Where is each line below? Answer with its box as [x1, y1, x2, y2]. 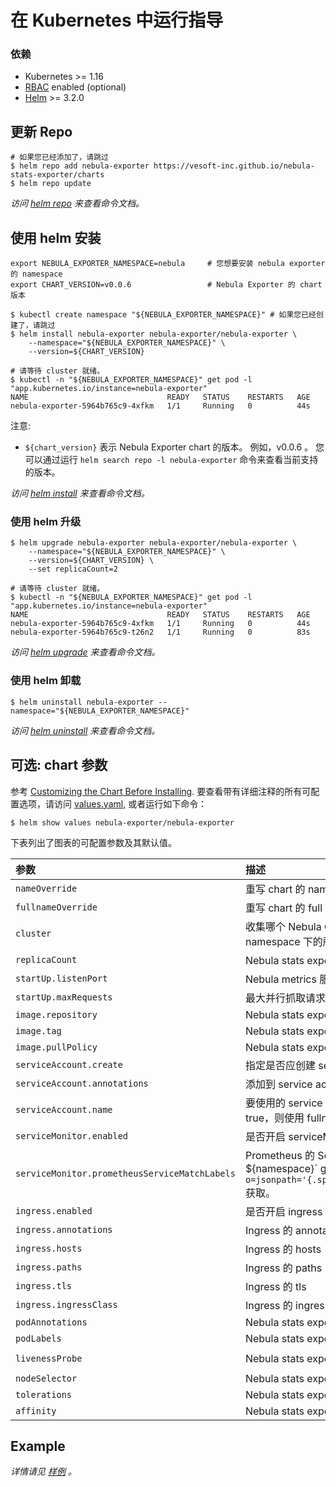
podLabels [15, 1332, 62, 1344]
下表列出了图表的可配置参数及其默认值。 [10, 836, 177, 848]
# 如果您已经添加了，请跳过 [10, 152, 110, 163]
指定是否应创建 [244, 1058, 316, 1072]
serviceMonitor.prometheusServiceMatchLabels [15, 1167, 236, 1179]
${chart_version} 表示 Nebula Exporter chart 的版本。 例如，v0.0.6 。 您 [24, 441, 325, 453]
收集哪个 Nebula [244, 919, 322, 933]
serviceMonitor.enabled [15, 1130, 129, 1141]
